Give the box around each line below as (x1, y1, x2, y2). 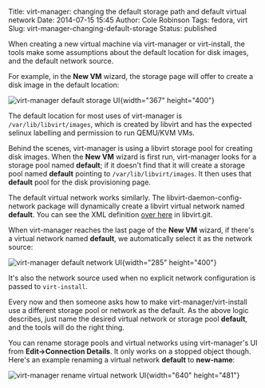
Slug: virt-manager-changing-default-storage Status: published (8, 24, 217, 33)
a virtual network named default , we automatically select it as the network (8, 234, 253, 243)
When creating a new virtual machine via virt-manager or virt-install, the (8, 39, 245, 49)
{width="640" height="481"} (146, 370, 240, 380)
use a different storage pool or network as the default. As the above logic (8, 306, 249, 315)
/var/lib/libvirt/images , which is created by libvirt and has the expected (8, 120, 252, 129)
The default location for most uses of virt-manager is (8, 111, 182, 121)
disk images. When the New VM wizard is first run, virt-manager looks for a (8, 152, 257, 161)
